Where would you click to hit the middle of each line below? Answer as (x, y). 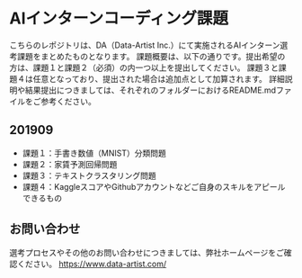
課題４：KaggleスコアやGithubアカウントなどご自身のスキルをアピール (154, 186)
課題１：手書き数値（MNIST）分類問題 (94, 153)
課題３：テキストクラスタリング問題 (89, 175)
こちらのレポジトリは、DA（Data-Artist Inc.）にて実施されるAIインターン (145, 45)
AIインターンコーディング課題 (119, 18)
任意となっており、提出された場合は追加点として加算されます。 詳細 (159, 78)
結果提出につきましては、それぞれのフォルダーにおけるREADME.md (151, 90)
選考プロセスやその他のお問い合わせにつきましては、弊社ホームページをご (147, 252)
